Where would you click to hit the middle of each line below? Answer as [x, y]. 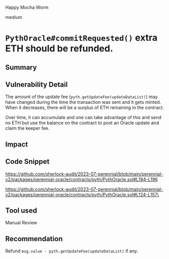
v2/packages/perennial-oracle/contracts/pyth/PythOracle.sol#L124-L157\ [82, 194]
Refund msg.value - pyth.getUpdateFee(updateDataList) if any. [72, 251]
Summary [21, 67]
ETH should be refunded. [59, 49]
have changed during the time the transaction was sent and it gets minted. [83, 102]
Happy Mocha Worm [27, 7]
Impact [17, 144]
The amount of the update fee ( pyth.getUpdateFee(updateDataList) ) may [81, 97]
